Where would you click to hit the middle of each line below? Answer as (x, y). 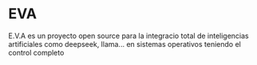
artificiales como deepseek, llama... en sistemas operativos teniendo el (125, 44)
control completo (36, 52)
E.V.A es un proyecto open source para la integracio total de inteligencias (128, 36)
